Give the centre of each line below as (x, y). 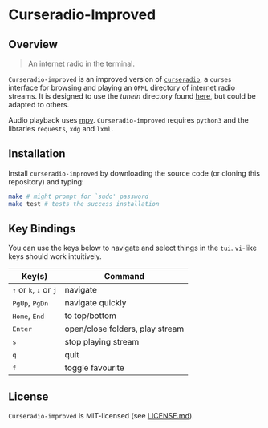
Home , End (28, 316)
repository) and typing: (46, 181)
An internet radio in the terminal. (81, 63)
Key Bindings (42, 229)
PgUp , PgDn (30, 303)
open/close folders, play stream (124, 329)
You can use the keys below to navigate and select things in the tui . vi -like (132, 248)
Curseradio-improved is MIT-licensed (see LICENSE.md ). (101, 416)
